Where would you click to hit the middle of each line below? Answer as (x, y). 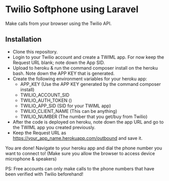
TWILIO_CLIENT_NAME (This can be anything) (69, 111)
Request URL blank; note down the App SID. (59, 63)
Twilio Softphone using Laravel (72, 9)
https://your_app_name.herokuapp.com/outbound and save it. (77, 138)
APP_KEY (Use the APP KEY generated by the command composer (91, 84)
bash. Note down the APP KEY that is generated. (64, 73)
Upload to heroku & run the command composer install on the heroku (85, 68)
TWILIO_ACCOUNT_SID (45, 95)
